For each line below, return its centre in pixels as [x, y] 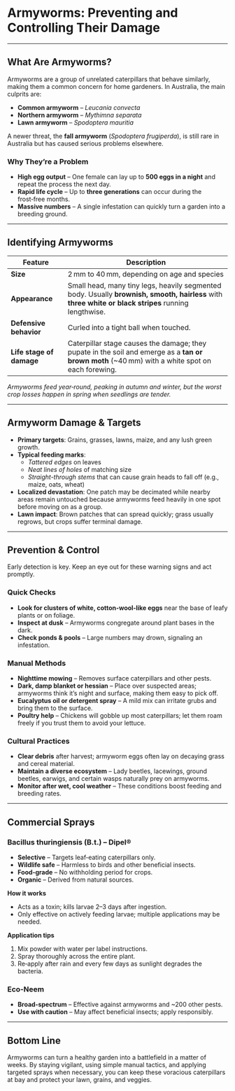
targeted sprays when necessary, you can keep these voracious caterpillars [116, 1072]
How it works [27, 894]
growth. [28, 447]
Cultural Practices [38, 741]
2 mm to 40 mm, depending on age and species [145, 274]
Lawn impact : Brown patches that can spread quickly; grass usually [115, 514]
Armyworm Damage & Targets [74, 423]
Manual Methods [37, 663]
